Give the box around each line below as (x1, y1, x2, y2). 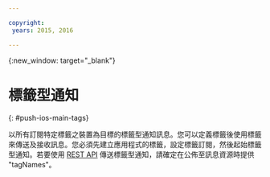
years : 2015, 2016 (11, 26, 74, 35)
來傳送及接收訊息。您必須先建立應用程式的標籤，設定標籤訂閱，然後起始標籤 (8, 140, 262, 150)
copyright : (8, 19, 45, 27)
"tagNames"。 (8, 160, 56, 170)
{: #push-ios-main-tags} (8, 113, 90, 123)
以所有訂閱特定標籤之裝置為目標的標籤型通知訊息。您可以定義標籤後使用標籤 (8, 130, 262, 139)
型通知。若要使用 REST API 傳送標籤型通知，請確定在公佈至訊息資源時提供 (8, 150, 255, 159)
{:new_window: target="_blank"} (8, 56, 117, 65)
